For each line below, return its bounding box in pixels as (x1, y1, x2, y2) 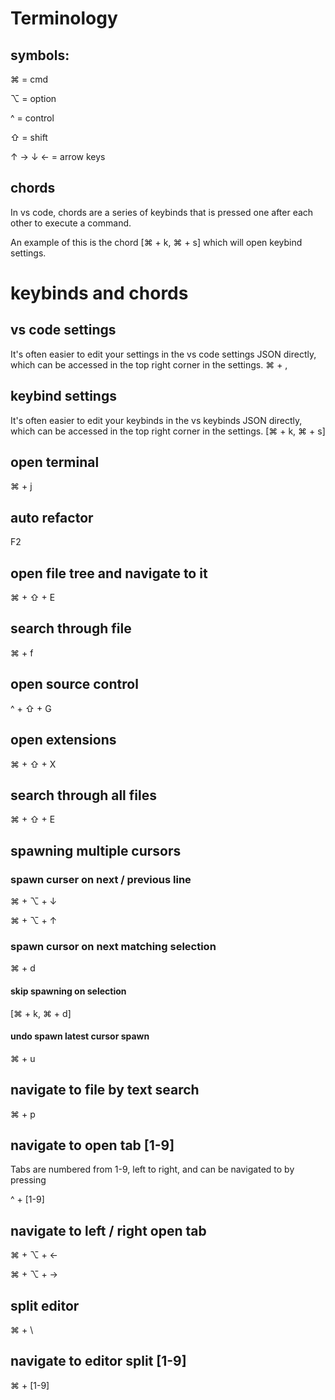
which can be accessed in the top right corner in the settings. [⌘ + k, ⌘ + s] (10, 425, 326, 437)
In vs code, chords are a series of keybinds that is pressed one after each (10, 206, 314, 218)
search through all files (10, 787, 157, 804)
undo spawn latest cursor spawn (10, 1030, 150, 1042)
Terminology (10, 7, 118, 30)
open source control (10, 676, 139, 693)
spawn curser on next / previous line (10, 872, 192, 886)
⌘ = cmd (10, 73, 48, 85)
